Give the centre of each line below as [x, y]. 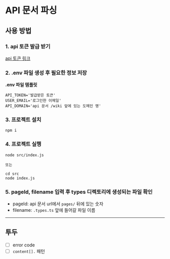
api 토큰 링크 [18, 58]
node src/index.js [25, 155]
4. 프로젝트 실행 [23, 144]
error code [24, 245]
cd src [12, 174]
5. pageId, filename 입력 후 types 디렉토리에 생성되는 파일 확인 [79, 192]
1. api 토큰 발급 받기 [28, 46]
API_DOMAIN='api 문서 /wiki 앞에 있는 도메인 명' [53, 106]
